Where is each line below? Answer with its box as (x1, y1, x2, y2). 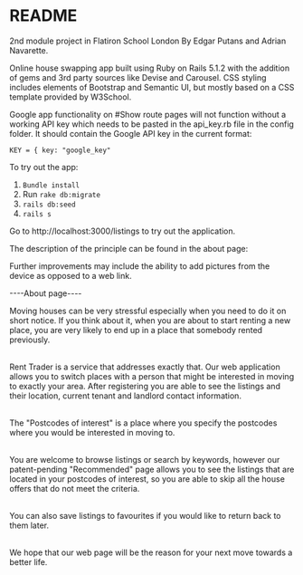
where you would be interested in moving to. (9, 426, 175, 437)
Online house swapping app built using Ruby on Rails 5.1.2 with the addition (9, 62, 290, 73)
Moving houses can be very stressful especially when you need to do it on (9, 305, 287, 316)
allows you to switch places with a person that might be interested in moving (9, 370, 295, 381)
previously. (9, 334, 51, 345)
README (9, 5, 78, 26)
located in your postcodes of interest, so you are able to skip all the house (9, 473, 285, 484)
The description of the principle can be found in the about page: (9, 243, 249, 254)
